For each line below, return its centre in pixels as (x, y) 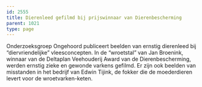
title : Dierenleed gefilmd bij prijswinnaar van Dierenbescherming (94, 18)
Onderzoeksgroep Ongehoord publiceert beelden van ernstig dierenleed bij (101, 46)
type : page (20, 29)
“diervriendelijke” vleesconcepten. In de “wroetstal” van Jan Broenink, (95, 53)
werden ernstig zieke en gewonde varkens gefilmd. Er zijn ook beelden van (101, 66)
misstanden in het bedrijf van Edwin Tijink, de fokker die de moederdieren (99, 72)
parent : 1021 (23, 23)
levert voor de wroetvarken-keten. (50, 78)
